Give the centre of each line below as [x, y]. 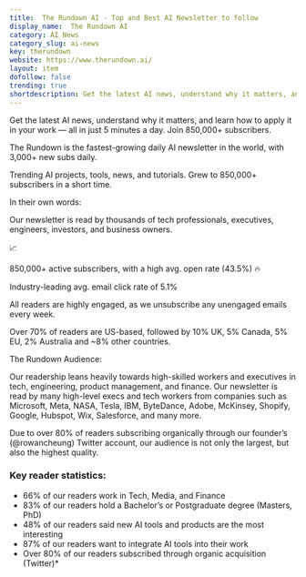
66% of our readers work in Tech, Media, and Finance [124, 495]
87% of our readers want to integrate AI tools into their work [135, 543]
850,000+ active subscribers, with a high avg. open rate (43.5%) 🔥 [135, 268]
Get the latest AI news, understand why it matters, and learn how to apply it [151, 120]
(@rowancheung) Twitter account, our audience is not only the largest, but [149, 442]
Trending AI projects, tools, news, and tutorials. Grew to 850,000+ [133, 175]
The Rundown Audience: [56, 359]
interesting [43, 534]
